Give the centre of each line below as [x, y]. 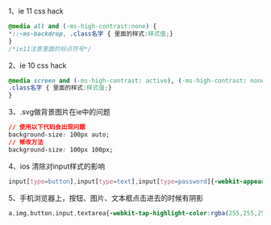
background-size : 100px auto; [59, 135]
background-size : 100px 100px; [61, 150]
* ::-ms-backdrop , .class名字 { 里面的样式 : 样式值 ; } [91, 34]
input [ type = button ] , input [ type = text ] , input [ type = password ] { [112, 181]
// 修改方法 [26, 142]
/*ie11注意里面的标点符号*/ [50, 49]
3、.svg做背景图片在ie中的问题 [59, 112]
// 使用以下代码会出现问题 [47, 127]
